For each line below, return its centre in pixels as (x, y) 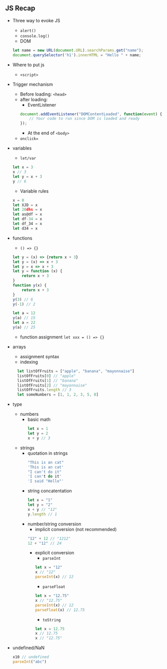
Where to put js (28, 65)
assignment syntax (39, 356)
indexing (29, 362)
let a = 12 (24, 313)
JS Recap (20, 8)
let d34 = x (25, 228)
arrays (19, 347)
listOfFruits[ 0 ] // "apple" (47, 376)
